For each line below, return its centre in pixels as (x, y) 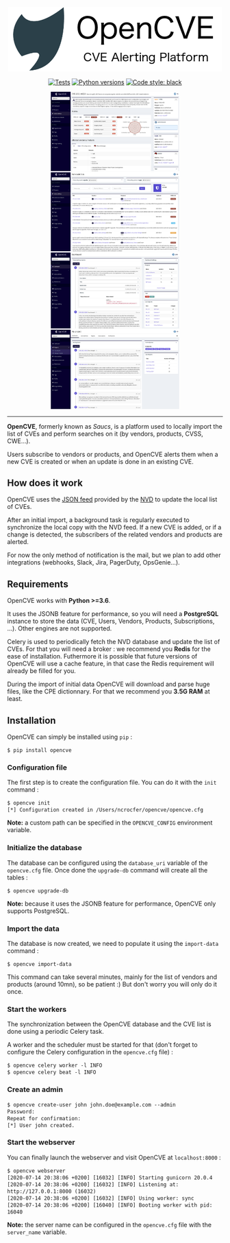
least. (15, 699)
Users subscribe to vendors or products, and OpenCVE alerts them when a (113, 454)
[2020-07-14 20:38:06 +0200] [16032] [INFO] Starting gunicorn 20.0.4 (110, 1177)
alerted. (18, 542)
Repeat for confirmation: (44, 1118)
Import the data (33, 928)
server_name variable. (37, 1232)
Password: (21, 1111)
